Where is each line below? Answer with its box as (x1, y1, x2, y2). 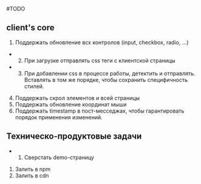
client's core (6, 22, 55, 33)
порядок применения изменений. (15, 113, 103, 120)
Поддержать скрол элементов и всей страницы (15, 94, 140, 102)
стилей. (24, 82, 44, 90)
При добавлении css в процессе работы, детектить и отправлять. (24, 70, 196, 77)
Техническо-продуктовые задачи (6, 131, 142, 142)
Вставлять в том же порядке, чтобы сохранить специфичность (24, 76, 188, 84)
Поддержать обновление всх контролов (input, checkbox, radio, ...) (15, 39, 189, 46)
